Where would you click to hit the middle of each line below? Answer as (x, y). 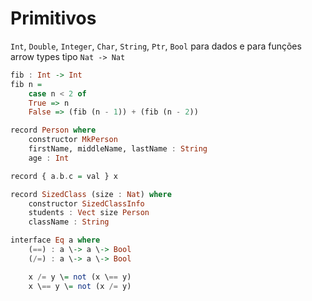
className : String (69, 222)
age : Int (49, 158)
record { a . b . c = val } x (64, 176)
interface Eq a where (55, 240)
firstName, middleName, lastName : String (118, 149)
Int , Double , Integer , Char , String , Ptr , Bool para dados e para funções (156, 46)
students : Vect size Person (89, 213)
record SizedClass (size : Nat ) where (91, 194)
